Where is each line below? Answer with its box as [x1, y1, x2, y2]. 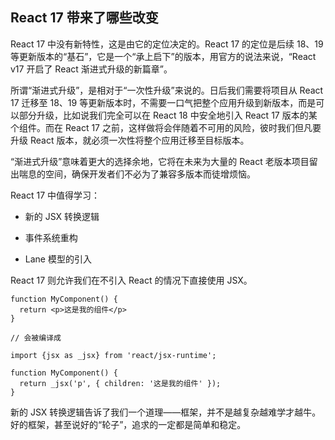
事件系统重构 [24, 231, 78, 243]
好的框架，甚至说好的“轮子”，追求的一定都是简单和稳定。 [10, 418, 247, 430]
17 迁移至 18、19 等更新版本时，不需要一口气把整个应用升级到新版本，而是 [10, 96, 317, 108]
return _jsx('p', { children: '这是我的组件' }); [19, 378, 222, 388]
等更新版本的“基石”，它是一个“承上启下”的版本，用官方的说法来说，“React [10, 50, 317, 62]
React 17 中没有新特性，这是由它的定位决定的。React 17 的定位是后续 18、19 [10, 38, 324, 50]
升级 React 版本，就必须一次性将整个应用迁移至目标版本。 [10, 134, 250, 146]
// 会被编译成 [10, 333, 62, 343]
